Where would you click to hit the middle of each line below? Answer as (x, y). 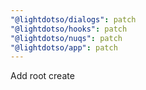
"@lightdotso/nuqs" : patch (66, 38)
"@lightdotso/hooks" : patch (69, 29)
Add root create (42, 76)
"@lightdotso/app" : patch (64, 47)
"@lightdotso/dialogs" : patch (73, 19)
